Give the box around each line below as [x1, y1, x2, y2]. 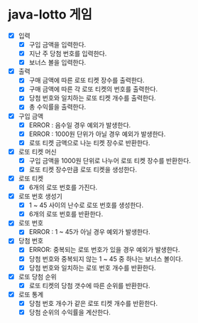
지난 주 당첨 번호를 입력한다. [28, 49, 107, 58]
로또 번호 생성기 [18, 192, 62, 201]
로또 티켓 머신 [18, 147, 57, 156]
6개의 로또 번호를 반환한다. [28, 210, 104, 218]
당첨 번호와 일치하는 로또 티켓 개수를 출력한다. [28, 94, 156, 102]
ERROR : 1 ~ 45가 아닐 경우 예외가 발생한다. [28, 228, 151, 236]
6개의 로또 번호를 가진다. [28, 183, 98, 191]
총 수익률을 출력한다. [28, 102, 87, 111]
